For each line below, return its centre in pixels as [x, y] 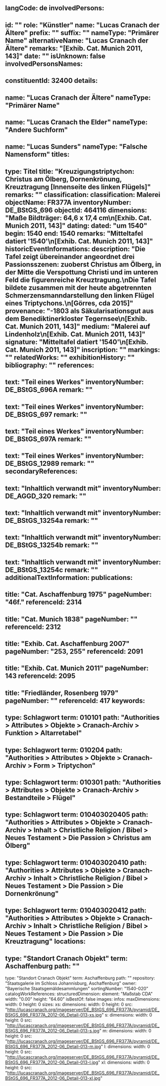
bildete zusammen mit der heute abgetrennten [79, 287]
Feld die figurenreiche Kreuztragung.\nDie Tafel [81, 280]
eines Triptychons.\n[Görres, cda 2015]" [69, 303]
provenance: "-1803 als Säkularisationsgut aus [80, 311]
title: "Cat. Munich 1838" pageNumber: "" [71, 619]
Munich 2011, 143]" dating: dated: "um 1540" [76, 225]
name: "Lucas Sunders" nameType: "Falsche [76, 147]
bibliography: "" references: [50, 365]
